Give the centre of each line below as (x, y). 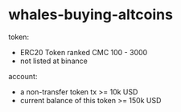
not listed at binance (54, 61)
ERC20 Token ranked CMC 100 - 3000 (84, 52)
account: (23, 76)
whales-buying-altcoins (90, 15)
